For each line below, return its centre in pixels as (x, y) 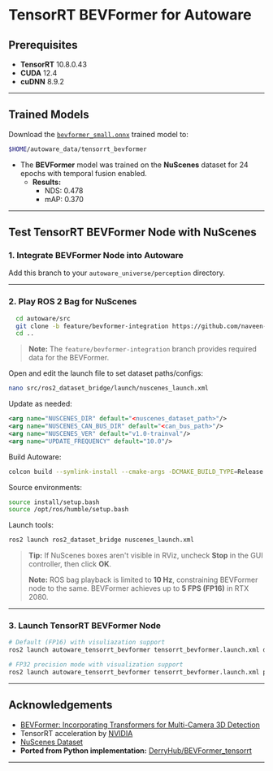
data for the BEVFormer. (69, 358)
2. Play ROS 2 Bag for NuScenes (73, 302)
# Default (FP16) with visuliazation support (87, 643)
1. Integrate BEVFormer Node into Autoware (96, 255)
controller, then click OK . (70, 564)
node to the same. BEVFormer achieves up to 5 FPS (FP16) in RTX (139, 588)
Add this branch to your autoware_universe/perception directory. (117, 273)
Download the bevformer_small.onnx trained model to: (98, 134)
